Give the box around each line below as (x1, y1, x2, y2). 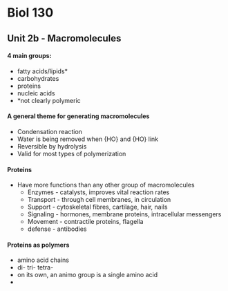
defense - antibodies (27, 225, 87, 233)
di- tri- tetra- (17, 263, 54, 272)
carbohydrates (17, 74, 59, 82)
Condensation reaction (17, 127, 83, 135)
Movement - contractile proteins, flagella (27, 218, 144, 226)
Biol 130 (7, 5, 54, 21)
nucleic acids (17, 88, 55, 97)
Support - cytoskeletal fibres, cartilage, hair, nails (27, 203, 168, 212)
